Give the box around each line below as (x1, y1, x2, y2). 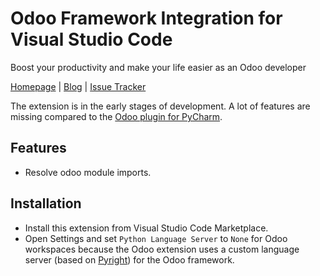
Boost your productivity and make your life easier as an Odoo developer (10, 61, 307, 73)
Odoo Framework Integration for (10, 7, 283, 30)
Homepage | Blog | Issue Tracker (10, 80, 147, 92)
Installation (10, 195, 82, 212)
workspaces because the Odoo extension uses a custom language (24, 243, 300, 255)
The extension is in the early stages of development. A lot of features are (10, 100, 311, 112)
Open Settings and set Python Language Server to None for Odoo (24, 232, 288, 244)
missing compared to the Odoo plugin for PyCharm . (10, 110, 223, 122)
